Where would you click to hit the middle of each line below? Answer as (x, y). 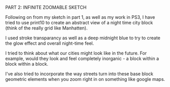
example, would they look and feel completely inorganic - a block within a (82, 59)
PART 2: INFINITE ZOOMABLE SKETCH (46, 7)
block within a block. (27, 64)
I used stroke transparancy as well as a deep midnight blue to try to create (83, 38)
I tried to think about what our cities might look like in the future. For (76, 53)
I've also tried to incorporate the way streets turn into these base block (79, 74)
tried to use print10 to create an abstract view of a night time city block (79, 23)
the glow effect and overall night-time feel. (50, 43)
